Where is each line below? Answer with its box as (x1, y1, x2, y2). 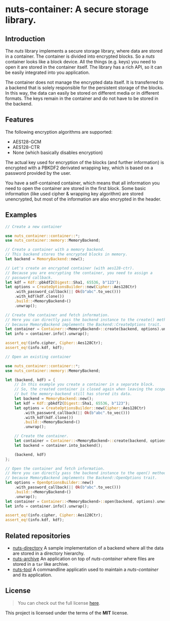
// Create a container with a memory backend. (5, 247, 105, 252)
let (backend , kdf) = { (5, 377, 56, 382)
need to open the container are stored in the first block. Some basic (5, 185, 146, 191)
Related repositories (5, 531, 71, 540)
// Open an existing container (5, 354, 71, 359)
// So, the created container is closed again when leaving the (14, 386, 153, 392)
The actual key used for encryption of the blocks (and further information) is (5, 159, 164, 165)
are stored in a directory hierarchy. (12, 550, 85, 556)
